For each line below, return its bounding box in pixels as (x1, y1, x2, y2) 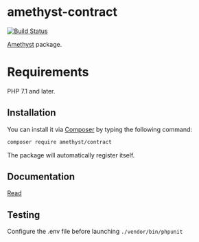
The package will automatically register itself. (7, 151, 135, 159)
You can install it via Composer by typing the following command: (7, 125, 193, 133)
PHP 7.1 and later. (7, 87, 56, 95)
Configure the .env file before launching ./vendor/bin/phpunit (7, 228, 183, 236)
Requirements (7, 65, 89, 80)
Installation (7, 107, 56, 119)
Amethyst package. (7, 40, 62, 48)
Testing (7, 209, 40, 221)
